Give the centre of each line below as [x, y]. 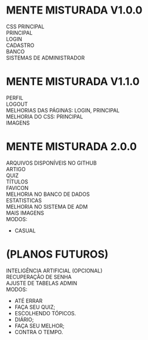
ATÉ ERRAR [28, 301]
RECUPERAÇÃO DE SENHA [39, 276]
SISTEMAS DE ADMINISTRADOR [46, 58]
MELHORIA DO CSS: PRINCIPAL [45, 116]
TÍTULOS [17, 181]
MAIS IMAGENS [25, 213]
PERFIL [15, 98]
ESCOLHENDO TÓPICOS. [45, 313]
